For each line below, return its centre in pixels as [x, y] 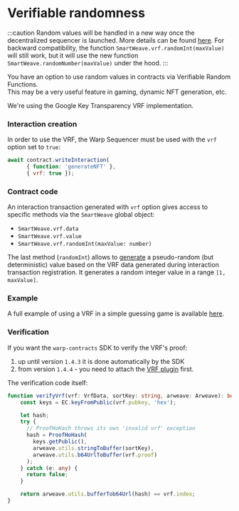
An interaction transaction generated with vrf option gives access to [108, 207]
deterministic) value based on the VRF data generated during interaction [113, 265]
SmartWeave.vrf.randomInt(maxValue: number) [85, 244]
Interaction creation [42, 124]
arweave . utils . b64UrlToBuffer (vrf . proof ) [95, 455]
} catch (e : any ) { [49, 468]
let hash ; [35, 415]
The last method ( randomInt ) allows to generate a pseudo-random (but [111, 257]
